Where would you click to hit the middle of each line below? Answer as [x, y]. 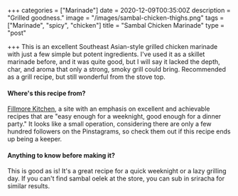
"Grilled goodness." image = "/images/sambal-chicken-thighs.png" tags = [116, 18]
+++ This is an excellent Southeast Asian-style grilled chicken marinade [113, 47]
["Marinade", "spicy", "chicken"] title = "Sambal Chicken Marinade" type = [116, 25]
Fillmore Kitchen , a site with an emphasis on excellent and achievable [109, 109]
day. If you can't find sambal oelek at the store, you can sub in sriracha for [116, 179]
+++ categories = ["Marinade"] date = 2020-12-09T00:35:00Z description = [119, 10]
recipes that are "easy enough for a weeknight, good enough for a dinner [114, 116]
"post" [17, 33]
